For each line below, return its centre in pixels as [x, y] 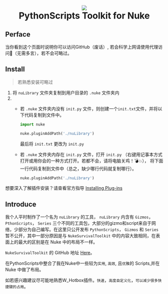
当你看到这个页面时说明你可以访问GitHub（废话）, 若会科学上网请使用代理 [82, 47]
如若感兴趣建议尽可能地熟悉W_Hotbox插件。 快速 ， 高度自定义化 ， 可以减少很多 [81, 280]
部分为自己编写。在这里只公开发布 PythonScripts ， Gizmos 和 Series [89, 230]
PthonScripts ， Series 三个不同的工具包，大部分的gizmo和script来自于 [78, 223]
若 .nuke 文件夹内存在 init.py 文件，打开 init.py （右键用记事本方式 [91, 154]
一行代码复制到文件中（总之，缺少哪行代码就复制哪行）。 [78, 169]
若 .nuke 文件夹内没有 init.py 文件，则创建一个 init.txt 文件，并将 [89, 108]
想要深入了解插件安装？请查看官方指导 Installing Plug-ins [64, 188]
